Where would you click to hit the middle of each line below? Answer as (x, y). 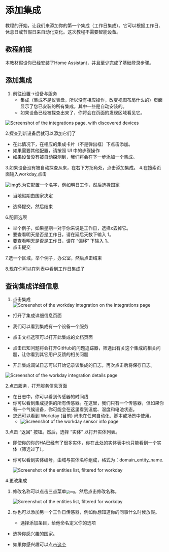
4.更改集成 (16, 481)
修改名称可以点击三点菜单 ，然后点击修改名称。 (66, 491)
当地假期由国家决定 (33, 195)
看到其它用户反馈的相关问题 (59, 355)
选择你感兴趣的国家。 (35, 534)
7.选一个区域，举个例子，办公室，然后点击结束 (54, 258)
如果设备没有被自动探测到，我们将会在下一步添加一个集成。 (75, 157)
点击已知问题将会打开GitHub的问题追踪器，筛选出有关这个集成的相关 (84, 348)
